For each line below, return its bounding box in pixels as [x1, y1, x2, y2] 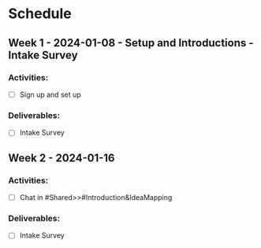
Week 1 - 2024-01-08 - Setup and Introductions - [8, 36, 254, 50]
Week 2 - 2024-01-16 [8, 151, 115, 165]
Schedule [8, 5, 73, 23]
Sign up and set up [19, 90, 81, 99]
